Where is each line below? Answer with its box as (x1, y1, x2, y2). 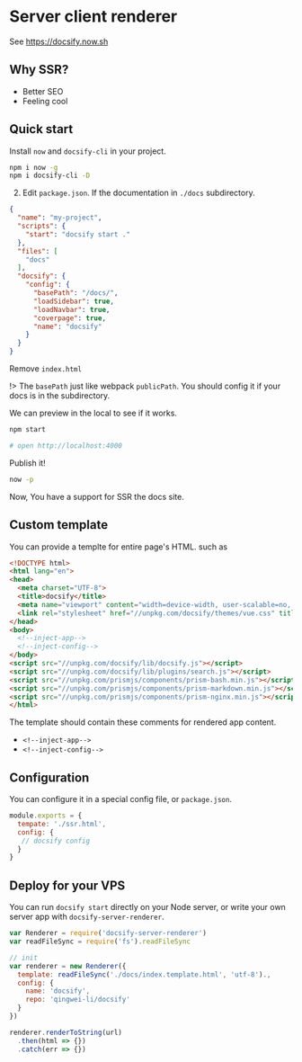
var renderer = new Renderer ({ (9, 961, 127, 970)
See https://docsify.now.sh (9, 36, 109, 47)
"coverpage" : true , (32, 313, 106, 323)
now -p (9, 475, 34, 484)
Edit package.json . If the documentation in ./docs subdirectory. (22, 187, 255, 199)
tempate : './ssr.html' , (17, 819, 106, 828)
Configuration (9, 770, 90, 785)
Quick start (9, 121, 74, 137)
